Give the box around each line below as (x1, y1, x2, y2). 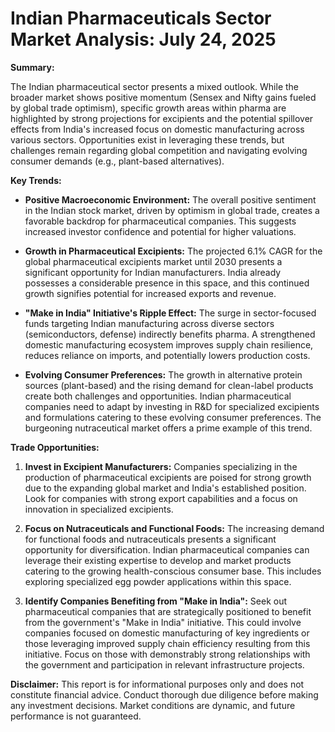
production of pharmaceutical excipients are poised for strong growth (24, 471, 312, 483)
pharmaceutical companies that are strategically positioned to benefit (24, 605, 312, 617)
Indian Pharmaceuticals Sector (10, 7, 272, 30)
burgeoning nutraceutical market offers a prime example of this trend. (24, 422, 313, 434)
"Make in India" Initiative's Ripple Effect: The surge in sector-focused (24, 307, 317, 319)
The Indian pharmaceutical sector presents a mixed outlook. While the (10, 80, 300, 92)
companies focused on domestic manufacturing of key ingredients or (24, 627, 310, 639)
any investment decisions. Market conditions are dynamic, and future (10, 699, 296, 711)
